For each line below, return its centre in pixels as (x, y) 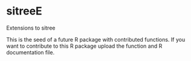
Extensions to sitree (31, 28)
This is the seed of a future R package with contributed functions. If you (96, 39)
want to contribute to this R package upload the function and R (84, 46)
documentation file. (31, 52)
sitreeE (24, 11)
